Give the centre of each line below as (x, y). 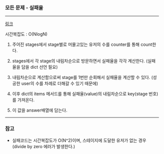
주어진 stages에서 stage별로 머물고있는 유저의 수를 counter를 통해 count (82, 44)
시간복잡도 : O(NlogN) (26, 34)
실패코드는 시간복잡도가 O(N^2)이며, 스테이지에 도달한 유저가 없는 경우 (79, 140)
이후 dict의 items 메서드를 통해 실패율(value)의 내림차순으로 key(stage (80, 94)
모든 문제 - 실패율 (24, 7)
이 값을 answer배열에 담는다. (40, 110)
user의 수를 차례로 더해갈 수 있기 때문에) (60, 83)
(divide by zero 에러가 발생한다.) (44, 146)
